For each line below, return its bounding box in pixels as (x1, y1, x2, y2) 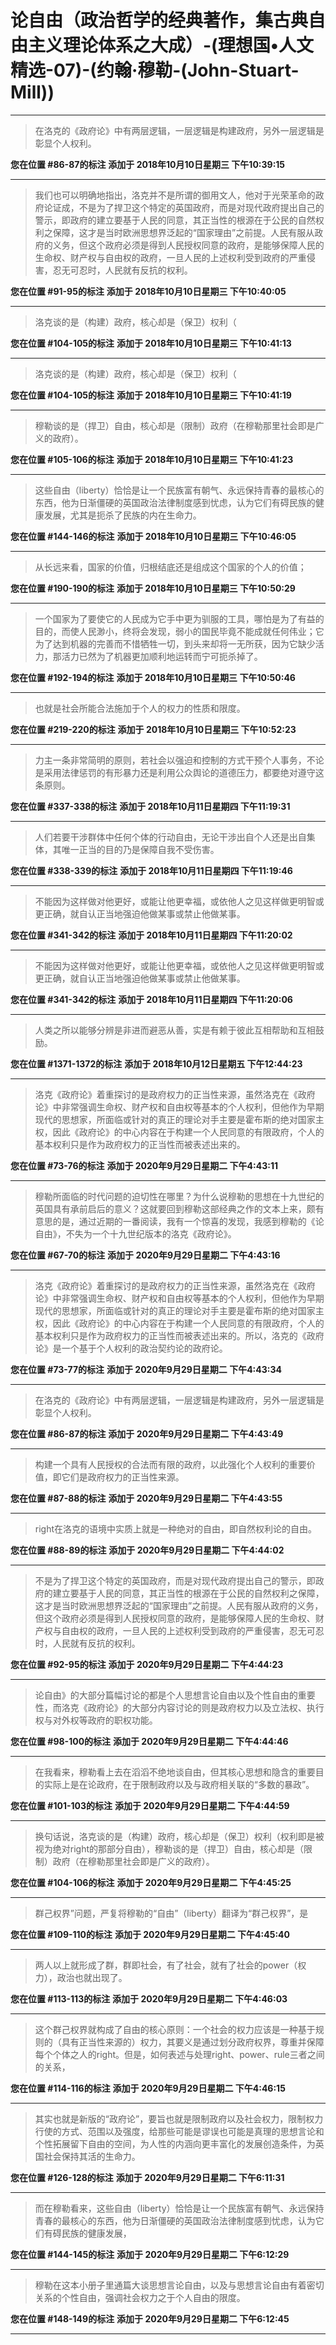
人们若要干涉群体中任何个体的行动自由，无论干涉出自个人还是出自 (34, 831, 307, 843)
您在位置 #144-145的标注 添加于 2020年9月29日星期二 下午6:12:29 (10, 2248, 290, 2260)
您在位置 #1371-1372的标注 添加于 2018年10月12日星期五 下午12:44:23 (10, 1057, 303, 1070)
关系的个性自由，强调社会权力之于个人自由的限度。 (34, 2291, 246, 2303)
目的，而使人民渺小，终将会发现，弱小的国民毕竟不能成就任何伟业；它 (34, 625, 325, 637)
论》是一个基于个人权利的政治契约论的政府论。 (34, 1342, 228, 1354)
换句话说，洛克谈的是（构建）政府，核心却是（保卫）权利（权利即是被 (34, 1830, 325, 1842)
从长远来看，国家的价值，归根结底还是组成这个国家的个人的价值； (34, 561, 307, 573)
